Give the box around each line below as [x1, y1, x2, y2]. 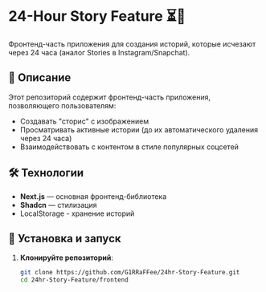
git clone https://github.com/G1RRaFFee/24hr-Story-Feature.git [19, 269, 240, 277]
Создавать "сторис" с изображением [19, 116, 149, 126]
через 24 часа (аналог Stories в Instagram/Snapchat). [8, 47, 190, 57]
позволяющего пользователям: [8, 100, 117, 110]
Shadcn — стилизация [19, 200, 97, 209]
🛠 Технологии [8, 166, 84, 180]
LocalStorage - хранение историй [19, 209, 135, 218]
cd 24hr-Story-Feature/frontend [19, 276, 129, 284]
